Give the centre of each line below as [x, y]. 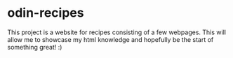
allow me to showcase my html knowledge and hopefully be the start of [111, 39]
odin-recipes [46, 13]
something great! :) [35, 47]
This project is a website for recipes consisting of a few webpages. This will [117, 32]
